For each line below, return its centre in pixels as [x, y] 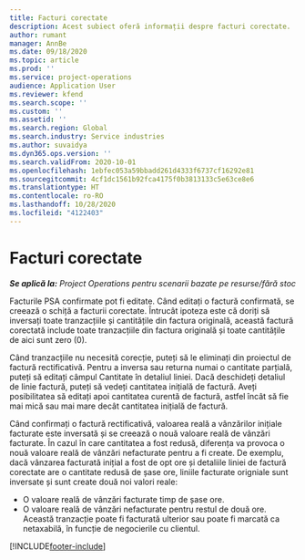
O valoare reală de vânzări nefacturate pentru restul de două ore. [144, 509]
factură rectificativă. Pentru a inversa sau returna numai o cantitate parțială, [151, 367]
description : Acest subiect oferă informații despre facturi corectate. [150, 26]
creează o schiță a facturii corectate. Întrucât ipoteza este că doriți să [140, 310]
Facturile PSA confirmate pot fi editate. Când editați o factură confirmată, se [152, 301]
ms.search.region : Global [58, 129]
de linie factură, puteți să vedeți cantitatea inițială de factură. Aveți [133, 386]
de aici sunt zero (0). [48, 339]
